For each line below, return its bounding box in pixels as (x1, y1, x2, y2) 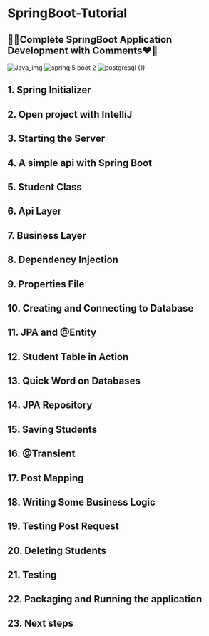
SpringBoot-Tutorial (7, 5, 127, 21)
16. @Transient (7, 448, 76, 460)
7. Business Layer (7, 230, 87, 242)
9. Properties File (7, 278, 85, 290)
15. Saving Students (7, 423, 98, 436)
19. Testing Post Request (7, 520, 119, 533)
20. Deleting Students (7, 544, 107, 557)
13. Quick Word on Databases (7, 375, 141, 387)
